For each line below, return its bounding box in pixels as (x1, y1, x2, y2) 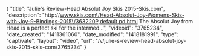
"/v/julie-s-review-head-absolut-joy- (95, 37, 186, 44)
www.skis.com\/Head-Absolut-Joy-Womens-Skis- (59, 11, 185, 19)
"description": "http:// (6, 11, 60, 19)
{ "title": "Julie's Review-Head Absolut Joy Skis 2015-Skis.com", (6, 5, 165, 12)
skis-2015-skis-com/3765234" (6, 43, 83, 51)
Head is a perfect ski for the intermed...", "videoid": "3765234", (6, 24, 163, 31)
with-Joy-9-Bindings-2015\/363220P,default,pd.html (6, 18, 138, 25)
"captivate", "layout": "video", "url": (6, 37, 94, 44)
